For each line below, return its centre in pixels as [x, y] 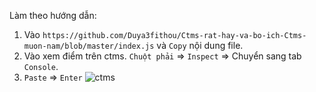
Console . [41, 66]
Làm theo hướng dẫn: [53, 15]
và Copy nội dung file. [200, 45]
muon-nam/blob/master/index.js [89, 46]
